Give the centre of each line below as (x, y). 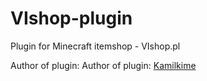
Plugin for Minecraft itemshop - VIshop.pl (95, 46)
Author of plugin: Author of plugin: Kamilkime (103, 65)
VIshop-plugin (71, 18)
